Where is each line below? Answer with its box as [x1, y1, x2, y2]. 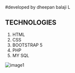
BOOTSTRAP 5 [12, 42, 43, 48]
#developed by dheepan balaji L [5, 4, 71, 10]
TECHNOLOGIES [5, 18, 57, 27]
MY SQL [12, 52, 30, 58]
